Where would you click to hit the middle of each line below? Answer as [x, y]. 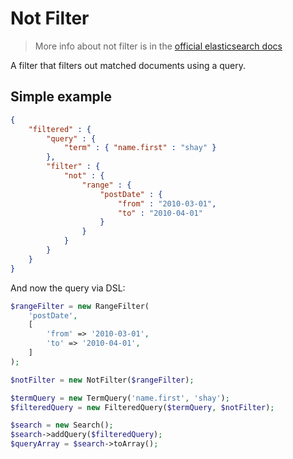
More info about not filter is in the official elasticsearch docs [158, 46]
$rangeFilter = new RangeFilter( [80, 306]
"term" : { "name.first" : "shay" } [140, 148]
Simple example [61, 97]
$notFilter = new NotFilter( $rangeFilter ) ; [102, 380]
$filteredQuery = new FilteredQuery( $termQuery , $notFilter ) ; [142, 407]
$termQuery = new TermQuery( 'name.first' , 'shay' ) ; [120, 398]
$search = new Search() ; [62, 425]
